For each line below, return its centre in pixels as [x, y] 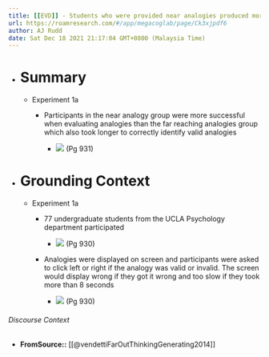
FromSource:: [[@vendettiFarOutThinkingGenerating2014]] [118, 344]
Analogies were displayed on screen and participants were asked [151, 259]
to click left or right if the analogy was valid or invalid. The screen [151, 268]
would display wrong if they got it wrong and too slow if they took [152, 276]
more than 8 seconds [79, 285]
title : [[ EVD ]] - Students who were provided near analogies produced [128, 16]
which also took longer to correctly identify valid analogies [140, 132]
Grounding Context [85, 181]
